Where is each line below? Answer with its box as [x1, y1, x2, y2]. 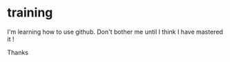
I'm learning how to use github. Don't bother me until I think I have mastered [7, 28, 223, 36]
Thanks [7, 48, 29, 56]
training [7, 5, 53, 21]
